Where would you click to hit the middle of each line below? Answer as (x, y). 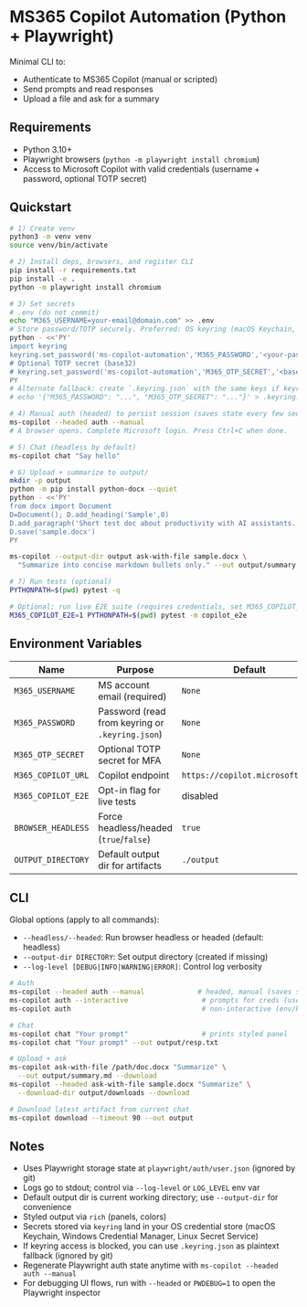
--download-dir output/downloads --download (104, 1093)
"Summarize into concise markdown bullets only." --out (126, 565)
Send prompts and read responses (88, 89)
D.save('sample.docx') (53, 532)
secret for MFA (129, 760)
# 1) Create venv (42, 228)
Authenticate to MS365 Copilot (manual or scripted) (120, 79)
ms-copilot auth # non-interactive (141, 1009)
